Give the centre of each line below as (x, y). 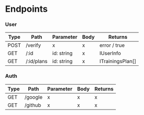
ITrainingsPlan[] (118, 61)
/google (34, 97)
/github (33, 105)
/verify (33, 45)
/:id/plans (36, 61)
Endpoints (26, 9)
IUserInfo (110, 54)
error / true (112, 45)
